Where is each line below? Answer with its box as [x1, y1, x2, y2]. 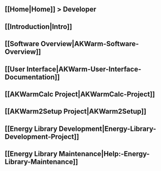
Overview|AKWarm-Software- [41, 40, 139, 48]
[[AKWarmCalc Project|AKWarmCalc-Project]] [5, 90, 155, 98]
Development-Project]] [5, 132, 79, 141]
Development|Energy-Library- [58, 124, 156, 133]
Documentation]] [5, 73, 60, 81]
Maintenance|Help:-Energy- [58, 150, 150, 158]
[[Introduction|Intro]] [5, 22, 72, 31]
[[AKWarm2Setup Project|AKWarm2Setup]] [5, 107, 146, 116]
